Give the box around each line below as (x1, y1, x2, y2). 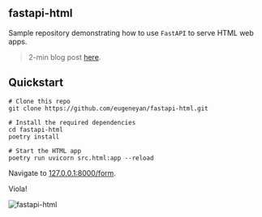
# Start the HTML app (8, 147, 82, 155)
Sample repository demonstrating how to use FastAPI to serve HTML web (8, 28, 254, 37)
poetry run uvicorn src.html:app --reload (8, 154, 154, 162)
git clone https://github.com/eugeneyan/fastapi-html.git (8, 104, 208, 113)
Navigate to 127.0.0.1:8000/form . (8, 168, 116, 177)
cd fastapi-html (8, 126, 63, 134)
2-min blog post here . (28, 52, 101, 62)
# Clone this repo (8, 97, 71, 105)
